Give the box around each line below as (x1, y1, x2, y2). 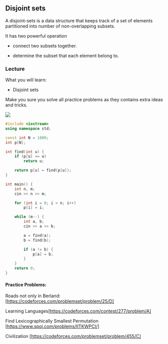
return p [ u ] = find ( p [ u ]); (14, 168, 72, 173)
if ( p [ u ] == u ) (14, 154, 47, 159)
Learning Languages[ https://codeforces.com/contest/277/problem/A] (5, 308, 152, 314)
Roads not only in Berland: (5, 293, 61, 299)
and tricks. (5, 102, 28, 108)
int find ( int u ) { (5, 149, 44, 154)
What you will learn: (5, 77, 47, 83)
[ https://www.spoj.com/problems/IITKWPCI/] (5, 323, 100, 330)
